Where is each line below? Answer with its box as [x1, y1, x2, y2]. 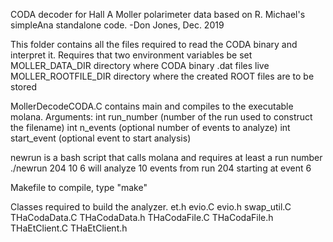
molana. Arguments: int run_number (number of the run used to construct [10, 111, 313, 123]
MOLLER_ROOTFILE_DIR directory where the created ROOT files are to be [10, 70, 315, 82]
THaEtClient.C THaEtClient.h [10, 222, 128, 234]
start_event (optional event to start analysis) [10, 132, 192, 144]
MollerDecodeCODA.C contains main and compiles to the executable [10, 100, 294, 112]
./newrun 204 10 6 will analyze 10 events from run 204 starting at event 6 [10, 162, 312, 174]
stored [10, 81, 37, 93]
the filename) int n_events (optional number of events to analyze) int [10, 122, 291, 133]
